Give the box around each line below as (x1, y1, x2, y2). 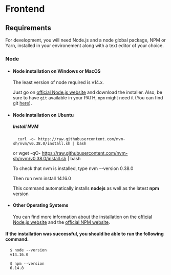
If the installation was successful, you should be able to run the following (5, 231, 164, 237)
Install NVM (12, 123, 39, 130)
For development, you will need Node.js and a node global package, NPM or (5, 37, 166, 43)
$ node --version (10, 248, 47, 253)
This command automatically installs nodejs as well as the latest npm (12, 185, 160, 191)
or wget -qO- (12, 150, 41, 156)
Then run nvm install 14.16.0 (12, 175, 72, 181)
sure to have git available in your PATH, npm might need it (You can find (12, 95, 163, 101)
